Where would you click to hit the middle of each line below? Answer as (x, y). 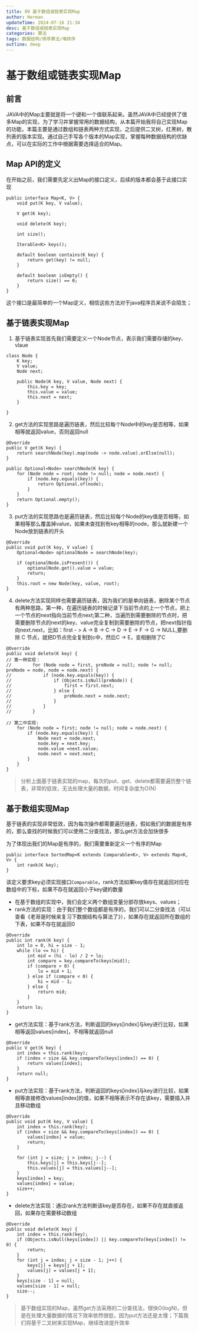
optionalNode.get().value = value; (71, 568)
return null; (33, 1074)
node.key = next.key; (64, 744)
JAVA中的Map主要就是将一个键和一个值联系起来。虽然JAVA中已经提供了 (94, 114)
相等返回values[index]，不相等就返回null (64, 1032)
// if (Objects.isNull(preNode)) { (70, 680)
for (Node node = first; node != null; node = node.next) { (92, 728)
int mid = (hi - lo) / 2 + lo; (66, 956)
